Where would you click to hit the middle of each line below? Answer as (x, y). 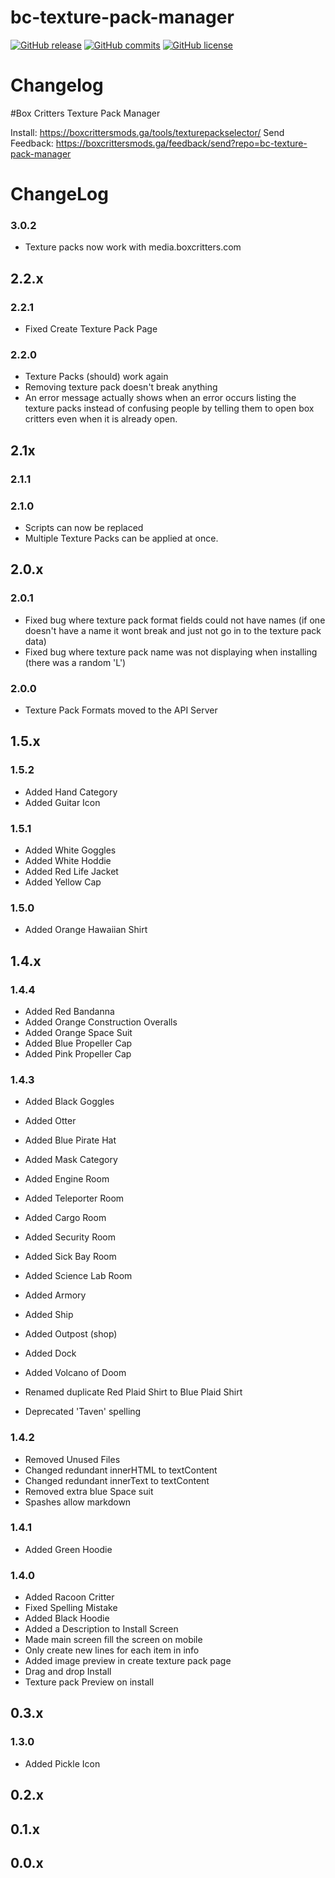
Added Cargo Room (65, 1218)
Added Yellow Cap (63, 882)
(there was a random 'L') (75, 662)
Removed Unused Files (72, 1459)
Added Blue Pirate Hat (70, 1140)
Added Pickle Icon (62, 1763)
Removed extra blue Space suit (89, 1491)
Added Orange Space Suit (78, 1032)
